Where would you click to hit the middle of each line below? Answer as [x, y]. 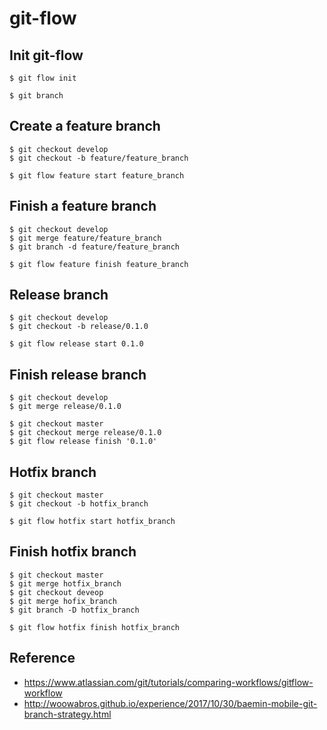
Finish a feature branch [83, 206]
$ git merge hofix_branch [63, 601]
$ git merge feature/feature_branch [85, 238]
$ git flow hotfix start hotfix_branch [92, 522]
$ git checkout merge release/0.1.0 [85, 433]
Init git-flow [46, 55]
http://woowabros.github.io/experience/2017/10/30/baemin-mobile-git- [170, 703]
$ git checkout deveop [56, 592]
